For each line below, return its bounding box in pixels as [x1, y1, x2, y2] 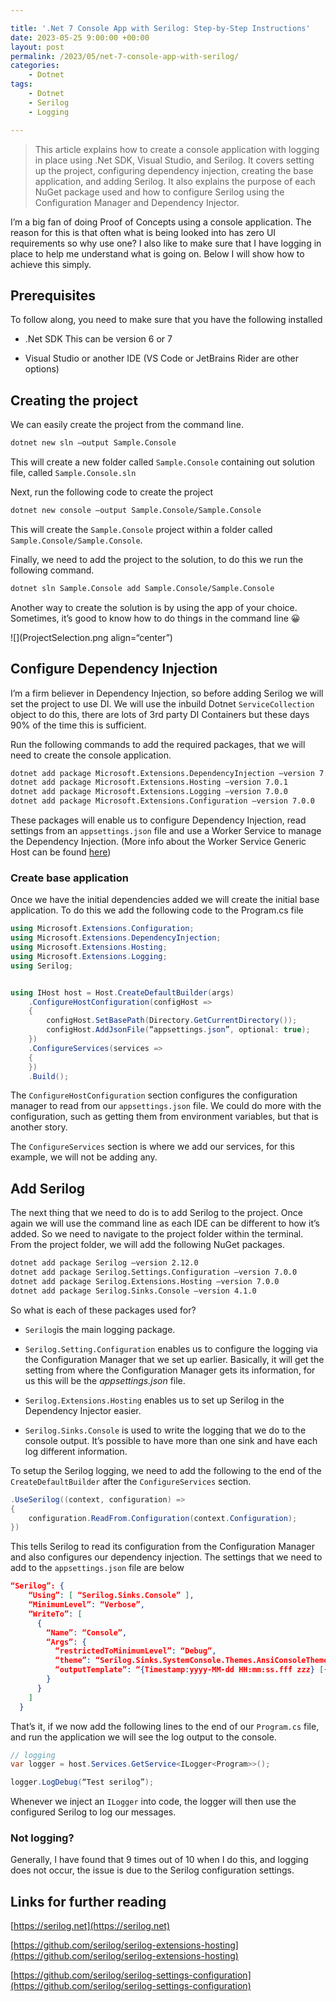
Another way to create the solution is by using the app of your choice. [10, 601, 298, 613]
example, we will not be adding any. [10, 1151, 158, 1163]
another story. [10, 1121, 68, 1133]
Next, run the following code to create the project [10, 486, 213, 498]
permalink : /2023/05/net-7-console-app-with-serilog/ [10, 51, 240, 61]
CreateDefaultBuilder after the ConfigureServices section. [10, 1475, 252, 1487]
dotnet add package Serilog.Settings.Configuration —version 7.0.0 [10, 1267, 298, 1278]
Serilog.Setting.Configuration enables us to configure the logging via [24, 1342, 318, 1355]
